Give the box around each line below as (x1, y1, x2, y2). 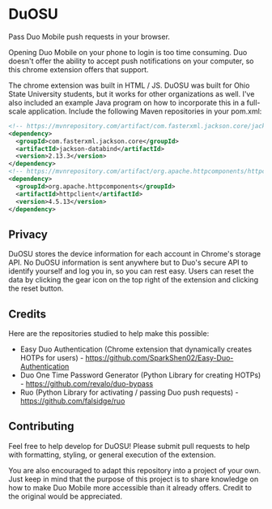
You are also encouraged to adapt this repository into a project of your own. (8, 465, 261, 475)
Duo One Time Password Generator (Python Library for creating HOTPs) (19, 370, 261, 380)
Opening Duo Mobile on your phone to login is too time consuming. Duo (8, 47, 248, 57)
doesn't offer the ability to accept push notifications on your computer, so (8, 56, 254, 66)
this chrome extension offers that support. (8, 64, 149, 74)
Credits (8, 307, 47, 321)
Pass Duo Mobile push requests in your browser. (8, 32, 170, 41)
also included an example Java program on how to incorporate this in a (8, 97, 245, 107)
